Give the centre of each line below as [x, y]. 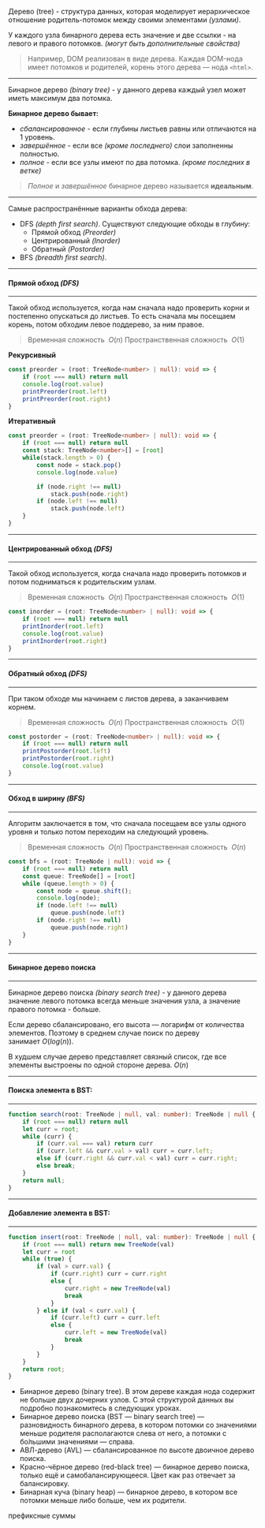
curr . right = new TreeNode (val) [118, 1288]
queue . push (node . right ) [89, 927]
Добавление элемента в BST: [59, 1213]
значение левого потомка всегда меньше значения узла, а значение [124, 1000]
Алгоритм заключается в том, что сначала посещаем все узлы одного [127, 824]
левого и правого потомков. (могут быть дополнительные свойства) [124, 43]
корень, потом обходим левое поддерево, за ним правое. [106, 325]
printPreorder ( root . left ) [65, 391]
